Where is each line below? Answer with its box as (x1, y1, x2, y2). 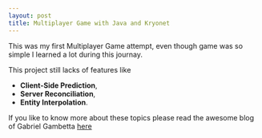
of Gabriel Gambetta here (8, 121, 92, 131)
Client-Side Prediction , (19, 81, 98, 90)
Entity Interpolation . (19, 97, 88, 107)
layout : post (8, 11, 52, 20)
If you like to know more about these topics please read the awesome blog (8, 112, 255, 122)
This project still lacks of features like (8, 65, 131, 74)
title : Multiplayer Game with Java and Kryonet (8, 19, 171, 27)
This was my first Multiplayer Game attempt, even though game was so (8, 41, 243, 50)
